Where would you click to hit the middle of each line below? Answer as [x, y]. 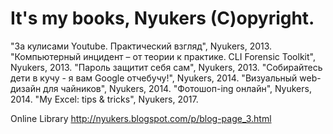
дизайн [26, 88]
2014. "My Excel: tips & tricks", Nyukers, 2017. [104, 99]
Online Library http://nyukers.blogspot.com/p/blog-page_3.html [141, 118]
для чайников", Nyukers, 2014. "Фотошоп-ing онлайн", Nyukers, [177, 88]
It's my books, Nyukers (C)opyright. [162, 18]
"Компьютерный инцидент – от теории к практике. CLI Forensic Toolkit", [163, 56]
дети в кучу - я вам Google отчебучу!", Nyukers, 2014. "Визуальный [154, 78]
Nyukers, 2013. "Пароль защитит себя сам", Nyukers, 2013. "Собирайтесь [166, 67]
